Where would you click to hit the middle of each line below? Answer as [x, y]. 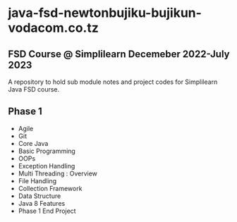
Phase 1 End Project [47, 211]
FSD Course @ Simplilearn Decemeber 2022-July [119, 54]
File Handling [37, 180]
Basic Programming [47, 151]
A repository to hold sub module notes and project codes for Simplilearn [113, 82]
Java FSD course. [34, 89]
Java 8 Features [42, 203]
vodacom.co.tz [54, 28]
